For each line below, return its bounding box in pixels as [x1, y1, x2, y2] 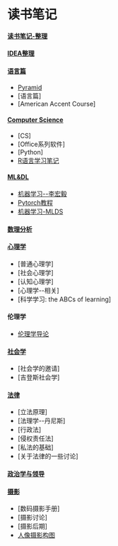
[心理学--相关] [17, 286, 59, 294]
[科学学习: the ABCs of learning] [17, 295, 112, 303]
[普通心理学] [17, 260, 54, 268]
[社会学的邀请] [17, 364, 60, 373]
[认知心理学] [17, 277, 54, 286]
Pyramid [17, 83, 42, 91]
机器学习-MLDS [17, 207, 64, 216]
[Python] [17, 147, 44, 156]
